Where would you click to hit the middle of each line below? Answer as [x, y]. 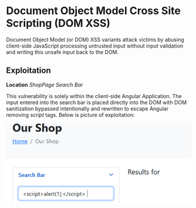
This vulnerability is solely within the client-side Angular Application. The [94, 96]
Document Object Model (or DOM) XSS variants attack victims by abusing [95, 39]
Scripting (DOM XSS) [58, 23]
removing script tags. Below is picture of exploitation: [70, 115]
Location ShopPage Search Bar [45, 85]
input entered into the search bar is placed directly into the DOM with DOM [96, 102]
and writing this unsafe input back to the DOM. [62, 52]
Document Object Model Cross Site [93, 11]
